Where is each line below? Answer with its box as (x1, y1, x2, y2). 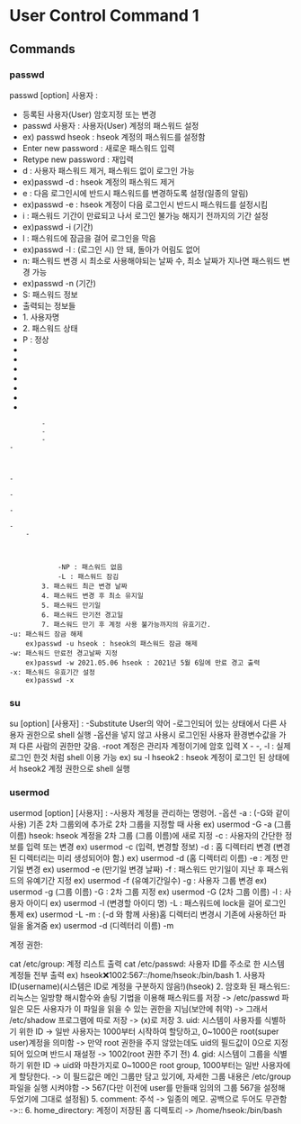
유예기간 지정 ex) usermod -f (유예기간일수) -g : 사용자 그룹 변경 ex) (25, 875, 268, 886)
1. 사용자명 (22, 312, 60, 322)
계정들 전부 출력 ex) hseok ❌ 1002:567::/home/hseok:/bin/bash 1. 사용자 (9, 970, 266, 981)
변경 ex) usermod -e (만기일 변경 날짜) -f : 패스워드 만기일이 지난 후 (25, 864, 265, 875)
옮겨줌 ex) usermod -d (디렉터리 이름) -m (25, 920, 174, 931)
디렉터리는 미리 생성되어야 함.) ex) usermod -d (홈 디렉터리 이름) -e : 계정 (18, 853, 279, 864)
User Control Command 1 (9, 5, 199, 26)
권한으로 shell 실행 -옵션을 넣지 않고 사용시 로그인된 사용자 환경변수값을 (25, 730, 277, 740)
